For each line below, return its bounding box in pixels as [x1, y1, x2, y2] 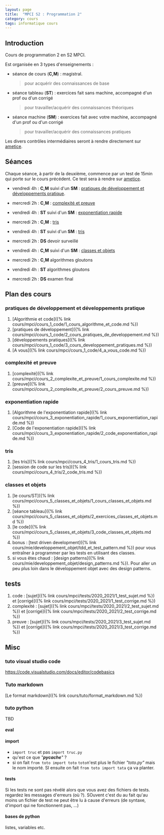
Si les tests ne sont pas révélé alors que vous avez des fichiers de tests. [5, 787, 150, 792]
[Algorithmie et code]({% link [12, 316, 71, 322]
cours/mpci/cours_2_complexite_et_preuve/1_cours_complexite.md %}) [12, 376, 156, 382]
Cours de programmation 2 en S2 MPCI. [5, 52, 86, 58]
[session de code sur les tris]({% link [12, 464, 87, 470]
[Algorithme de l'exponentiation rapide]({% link [12, 409, 108, 415]
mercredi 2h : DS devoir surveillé [12, 238, 78, 244]
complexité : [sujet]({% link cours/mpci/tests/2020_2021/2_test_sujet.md [12, 603, 159, 609]
